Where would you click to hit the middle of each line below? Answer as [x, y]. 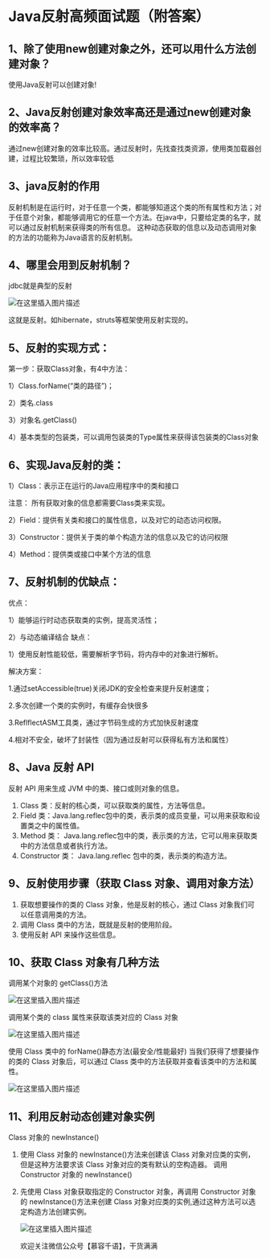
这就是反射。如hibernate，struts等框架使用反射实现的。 [100, 320]
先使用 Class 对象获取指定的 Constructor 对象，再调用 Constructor [130, 1192]
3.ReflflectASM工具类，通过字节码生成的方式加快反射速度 [104, 722]
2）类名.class [31, 403]
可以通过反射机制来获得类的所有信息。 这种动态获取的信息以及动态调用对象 [133, 227]
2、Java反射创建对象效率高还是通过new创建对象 [130, 112]
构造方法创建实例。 [59, 1212]
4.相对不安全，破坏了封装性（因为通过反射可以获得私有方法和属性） [121, 739]
